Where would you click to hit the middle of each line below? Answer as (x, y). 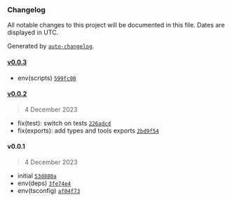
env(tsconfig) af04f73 (49, 190)
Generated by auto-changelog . (51, 46)
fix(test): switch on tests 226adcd (64, 123)
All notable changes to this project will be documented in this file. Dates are (116, 25)
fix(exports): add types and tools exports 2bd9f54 (88, 130)
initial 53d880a (37, 175)
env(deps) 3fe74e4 (44, 183)
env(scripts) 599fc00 (47, 78)
